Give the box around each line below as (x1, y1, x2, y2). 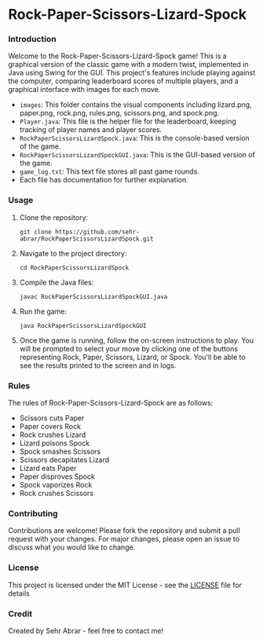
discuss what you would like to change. (8, 542, 136, 552)
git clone (19, 228, 53, 236)
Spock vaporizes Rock (19, 480, 93, 490)
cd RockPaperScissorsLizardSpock (19, 263, 130, 272)
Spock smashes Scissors (19, 446, 101, 457)
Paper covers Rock (19, 422, 81, 432)
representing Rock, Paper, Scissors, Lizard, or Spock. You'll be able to (19, 352, 246, 362)
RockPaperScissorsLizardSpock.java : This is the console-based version (19, 134, 250, 143)
